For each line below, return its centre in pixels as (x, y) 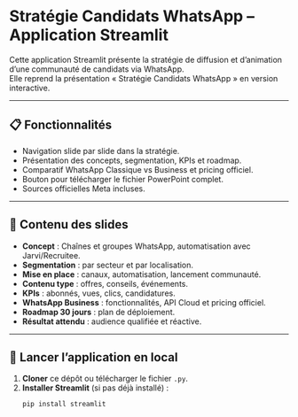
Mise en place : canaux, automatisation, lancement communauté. (141, 274)
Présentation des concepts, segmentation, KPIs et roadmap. (132, 160)
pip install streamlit (64, 405)
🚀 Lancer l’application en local (94, 357)
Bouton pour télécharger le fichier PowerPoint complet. (123, 179)
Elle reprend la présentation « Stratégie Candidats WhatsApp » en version (144, 78)
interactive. (30, 88)
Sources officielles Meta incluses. (83, 189)
